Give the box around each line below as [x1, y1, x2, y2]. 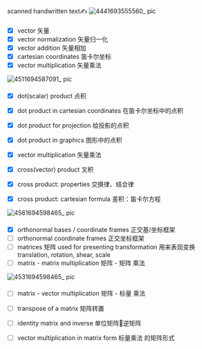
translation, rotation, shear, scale [17, 250, 111, 259]
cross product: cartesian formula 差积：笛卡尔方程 [17, 195, 161, 203]
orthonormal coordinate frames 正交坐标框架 [17, 234, 145, 242]
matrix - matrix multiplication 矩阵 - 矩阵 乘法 [17, 258, 145, 267]
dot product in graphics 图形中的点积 [17, 136, 122, 144]
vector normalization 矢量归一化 [17, 35, 109, 43]
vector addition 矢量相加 [17, 44, 86, 52]
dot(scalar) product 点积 [17, 91, 86, 100]
